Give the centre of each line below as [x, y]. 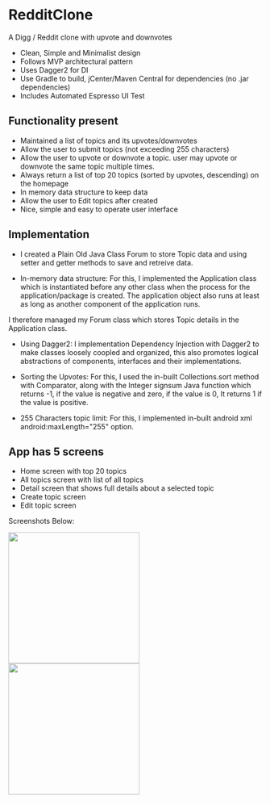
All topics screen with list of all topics [81, 480]
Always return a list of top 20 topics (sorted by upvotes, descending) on [139, 174]
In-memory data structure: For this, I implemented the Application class [138, 278]
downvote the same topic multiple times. [87, 166]
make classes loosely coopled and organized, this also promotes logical [139, 352]
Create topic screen [53, 497]
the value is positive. [54, 402]
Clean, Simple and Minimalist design [80, 52]
